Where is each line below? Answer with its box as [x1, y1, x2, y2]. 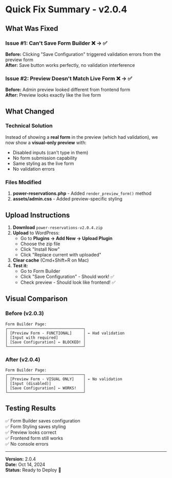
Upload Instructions [5, 211, 70, 219]
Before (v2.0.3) [5, 310, 45, 317]
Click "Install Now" [20, 246, 60, 252]
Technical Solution [5, 122, 53, 130]
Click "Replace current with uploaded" [20, 251, 101, 258]
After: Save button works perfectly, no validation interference [5, 62, 135, 68]
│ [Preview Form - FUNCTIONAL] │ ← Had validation [5, 330, 125, 336]
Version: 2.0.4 [5, 456, 36, 462]
